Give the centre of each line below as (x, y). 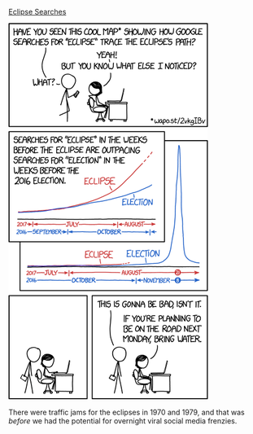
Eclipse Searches (37, 12)
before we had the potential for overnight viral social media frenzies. (123, 421)
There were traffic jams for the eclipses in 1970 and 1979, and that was (127, 412)
